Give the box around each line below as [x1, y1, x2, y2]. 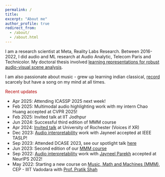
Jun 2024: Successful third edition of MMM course [12, 119, 117, 125]
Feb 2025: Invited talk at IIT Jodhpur [12, 114, 86, 120]
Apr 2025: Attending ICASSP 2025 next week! [12, 98, 106, 104]
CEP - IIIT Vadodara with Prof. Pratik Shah [12, 166, 98, 172]
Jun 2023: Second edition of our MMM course [12, 145, 107, 151]
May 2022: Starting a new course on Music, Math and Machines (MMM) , [12, 161, 161, 167]
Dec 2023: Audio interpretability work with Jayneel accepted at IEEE [12, 130, 152, 135]
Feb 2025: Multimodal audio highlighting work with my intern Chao [12, 103, 148, 109]
